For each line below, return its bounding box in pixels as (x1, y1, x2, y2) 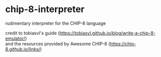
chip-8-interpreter (5, 4, 85, 15)
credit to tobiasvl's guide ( (5, 30, 60, 36)
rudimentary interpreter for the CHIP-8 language (5, 20, 106, 26)
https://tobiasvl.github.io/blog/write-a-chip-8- (59, 30, 156, 36)
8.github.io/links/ (5, 46, 41, 52)
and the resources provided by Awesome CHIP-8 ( (5, 40, 110, 46)
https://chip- (109, 40, 136, 46)
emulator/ (5, 35, 25, 41)
